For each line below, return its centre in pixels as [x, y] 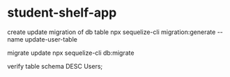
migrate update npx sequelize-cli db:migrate [71, 53]
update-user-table [51, 39]
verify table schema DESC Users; [55, 66]
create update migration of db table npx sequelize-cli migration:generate [112, 32]
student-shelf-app [62, 13]
